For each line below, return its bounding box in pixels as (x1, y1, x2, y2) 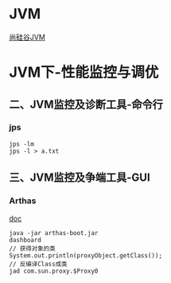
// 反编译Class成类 (9, 260, 68, 268)
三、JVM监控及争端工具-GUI (9, 171, 150, 185)
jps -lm (9, 140, 35, 148)
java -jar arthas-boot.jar (9, 229, 99, 237)
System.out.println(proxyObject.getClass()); (9, 251, 162, 260)
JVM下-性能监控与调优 (9, 63, 159, 82)
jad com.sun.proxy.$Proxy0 (9, 267, 99, 275)
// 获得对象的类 (9, 245, 56, 253)
